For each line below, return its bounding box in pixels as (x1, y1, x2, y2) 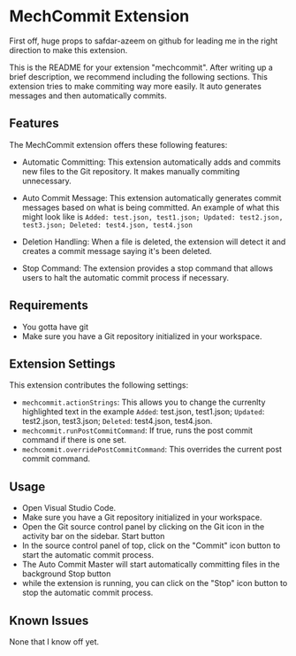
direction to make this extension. (9, 44, 128, 55)
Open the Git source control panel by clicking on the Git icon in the (21, 521, 265, 532)
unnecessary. (21, 175, 72, 186)
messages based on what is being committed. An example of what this (21, 202, 280, 212)
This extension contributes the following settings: (9, 380, 188, 390)
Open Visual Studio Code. (21, 503, 117, 513)
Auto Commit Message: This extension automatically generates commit (21, 192, 282, 203)
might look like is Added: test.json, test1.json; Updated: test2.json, (21, 211, 284, 222)
